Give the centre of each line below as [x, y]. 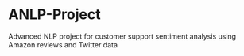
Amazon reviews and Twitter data [63, 44]
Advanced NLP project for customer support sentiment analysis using [122, 36]
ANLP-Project [54, 15]
